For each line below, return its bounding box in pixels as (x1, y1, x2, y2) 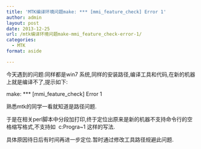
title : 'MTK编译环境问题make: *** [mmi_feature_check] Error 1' (6, 8, 166, 15)
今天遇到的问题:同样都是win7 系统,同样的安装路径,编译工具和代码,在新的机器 (6, 71, 196, 78)
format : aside (6, 48, 42, 54)
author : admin (6, 14, 42, 21)
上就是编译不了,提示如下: (6, 78, 68, 85)
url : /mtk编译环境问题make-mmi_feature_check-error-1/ (6, 31, 142, 37)
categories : (6, 37, 36, 43)
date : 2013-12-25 (6, 25, 50, 32)
